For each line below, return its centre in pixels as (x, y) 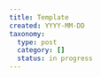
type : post (37, 42)
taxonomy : (27, 34)
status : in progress (55, 58)
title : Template (39, 17)
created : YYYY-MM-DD (47, 26)
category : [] (41, 50)
